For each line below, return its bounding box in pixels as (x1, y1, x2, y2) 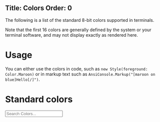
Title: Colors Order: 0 (5, 4, 72, 12)
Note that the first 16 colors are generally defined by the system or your (5, 27, 152, 33)
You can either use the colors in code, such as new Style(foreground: (5, 65, 148, 71)
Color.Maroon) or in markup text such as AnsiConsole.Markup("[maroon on (5, 71, 156, 77)
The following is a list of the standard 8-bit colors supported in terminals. (5, 17, 155, 23)
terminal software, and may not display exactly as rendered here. (5, 32, 138, 38)
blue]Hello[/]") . (5, 76, 40, 82)
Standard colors (5, 94, 73, 105)
